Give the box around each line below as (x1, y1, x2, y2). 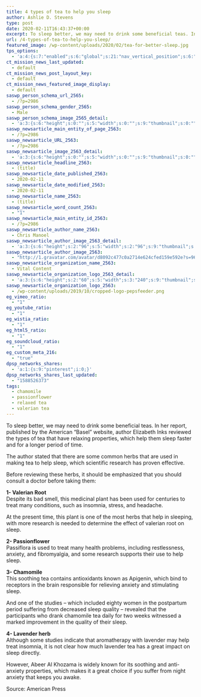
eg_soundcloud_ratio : (6, 338, 60, 344)
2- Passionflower (6, 537, 50, 544)
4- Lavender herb (6, 630, 51, 637)
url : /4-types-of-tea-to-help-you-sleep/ (6, 37, 111, 43)
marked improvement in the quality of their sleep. (6, 618, 127, 625)
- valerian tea (11, 406, 50, 412)
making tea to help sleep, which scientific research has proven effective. (6, 459, 185, 466)
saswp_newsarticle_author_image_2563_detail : (6, 238, 121, 244)
